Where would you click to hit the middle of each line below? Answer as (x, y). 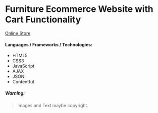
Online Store (18, 33)
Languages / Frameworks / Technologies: (49, 44)
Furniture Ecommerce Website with (79, 9)
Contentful (23, 82)
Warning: (15, 93)
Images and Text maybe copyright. (53, 106)
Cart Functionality (43, 19)
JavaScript (23, 66)
